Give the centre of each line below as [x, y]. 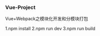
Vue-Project [20, 7]
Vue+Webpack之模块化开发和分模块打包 [47, 19]
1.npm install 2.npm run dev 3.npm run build [50, 29]
